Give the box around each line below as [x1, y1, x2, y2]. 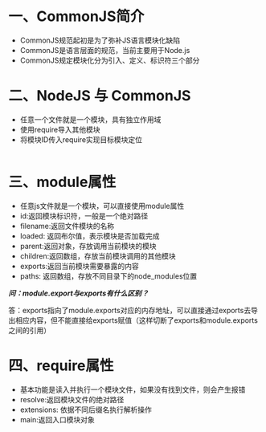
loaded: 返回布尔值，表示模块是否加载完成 [19, 230, 160, 241]
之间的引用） [8, 325, 51, 335]
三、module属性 [8, 173, 117, 191]
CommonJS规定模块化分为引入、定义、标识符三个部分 [19, 55, 200, 65]
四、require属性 [8, 357, 114, 374]
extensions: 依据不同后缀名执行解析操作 [19, 405, 153, 414]
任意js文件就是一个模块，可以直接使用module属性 [19, 201, 185, 210]
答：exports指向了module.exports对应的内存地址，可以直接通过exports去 [8, 305, 252, 315]
